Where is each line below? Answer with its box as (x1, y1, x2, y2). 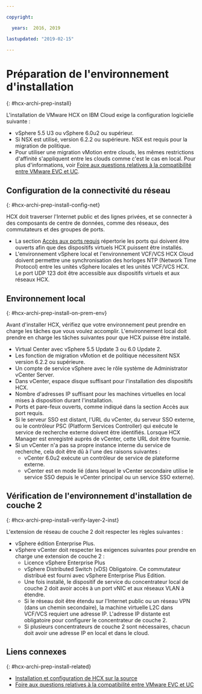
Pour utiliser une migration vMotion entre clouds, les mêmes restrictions (14, 149, 194, 156)
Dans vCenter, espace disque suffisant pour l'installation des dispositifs (14, 377, 193, 384)
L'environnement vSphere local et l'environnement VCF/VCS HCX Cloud (14, 251, 194, 258)
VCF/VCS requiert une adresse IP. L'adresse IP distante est (24, 610, 171, 617)
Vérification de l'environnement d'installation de (6, 491, 192, 501)
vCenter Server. (14, 371, 54, 378)
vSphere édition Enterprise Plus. (14, 540, 95, 547)
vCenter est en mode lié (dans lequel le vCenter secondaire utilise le (24, 467, 194, 474)
